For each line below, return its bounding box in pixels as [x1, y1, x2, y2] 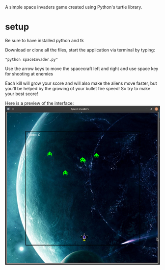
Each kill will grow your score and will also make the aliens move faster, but [5, 80, 157, 86]
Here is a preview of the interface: [5, 100, 74, 106]
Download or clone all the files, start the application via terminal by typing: [5, 47, 156, 53]
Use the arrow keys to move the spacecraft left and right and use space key [5, 66, 159, 72]
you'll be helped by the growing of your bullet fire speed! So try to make [5, 85, 151, 91]
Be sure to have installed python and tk [5, 37, 84, 43]
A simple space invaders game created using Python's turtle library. [5, 4, 142, 10]
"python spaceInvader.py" [5, 57, 58, 62]
